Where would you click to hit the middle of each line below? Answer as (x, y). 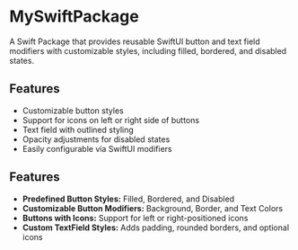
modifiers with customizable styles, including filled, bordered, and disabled (148, 50)
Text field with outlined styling (78, 129)
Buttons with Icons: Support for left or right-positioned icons (135, 218)
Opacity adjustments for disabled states (96, 139)
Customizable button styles (73, 111)
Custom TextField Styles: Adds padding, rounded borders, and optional (156, 228)
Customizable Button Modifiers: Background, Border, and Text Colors (153, 208)
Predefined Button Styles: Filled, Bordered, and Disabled (128, 199)
